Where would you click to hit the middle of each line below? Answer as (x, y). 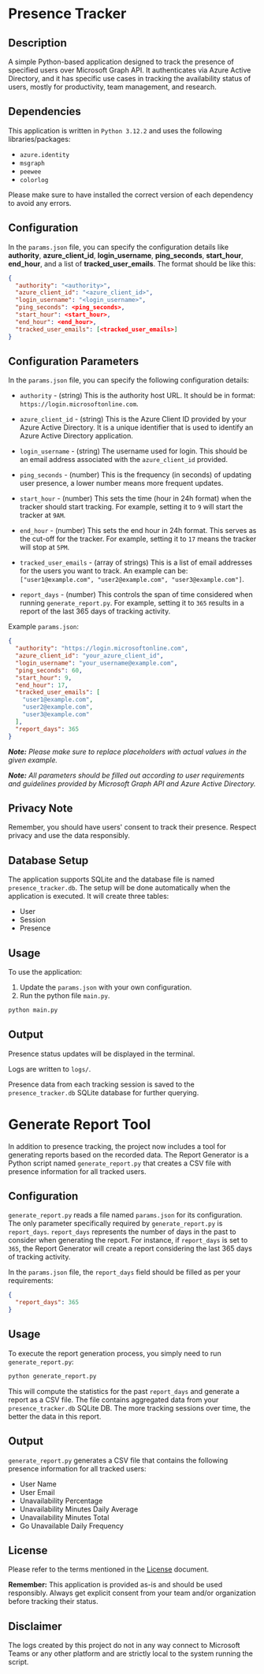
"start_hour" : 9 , (44, 678)
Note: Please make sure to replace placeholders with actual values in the (127, 751)
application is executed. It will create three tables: (89, 897)
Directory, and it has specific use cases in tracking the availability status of (130, 78)
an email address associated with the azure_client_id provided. (124, 460)
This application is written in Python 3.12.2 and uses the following (115, 130)
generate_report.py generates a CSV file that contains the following (118, 1460)
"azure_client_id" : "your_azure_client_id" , (89, 656)
